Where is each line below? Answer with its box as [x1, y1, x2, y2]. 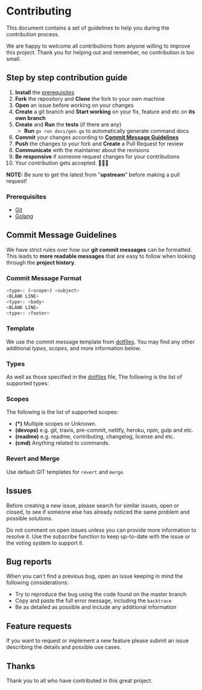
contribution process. [6, 30, 60, 37]
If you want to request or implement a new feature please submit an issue [6, 637, 189, 644]
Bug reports [6, 557, 52, 567]
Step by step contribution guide [6, 72, 128, 83]
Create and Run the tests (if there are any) [14, 121, 122, 128]
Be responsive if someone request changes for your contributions [14, 153, 180, 160]
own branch [14, 114, 46, 121]
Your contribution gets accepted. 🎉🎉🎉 [14, 159, 109, 167]
